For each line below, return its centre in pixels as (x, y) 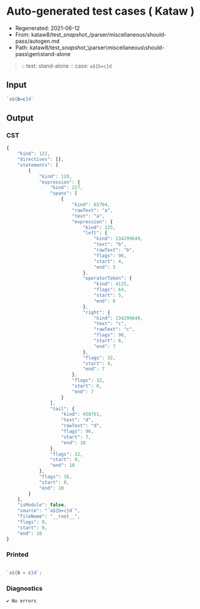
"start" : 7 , (76, 437)
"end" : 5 (105, 267)
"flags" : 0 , (32, 522)
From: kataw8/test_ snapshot (51, 34)
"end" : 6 (105, 301)
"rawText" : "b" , (114, 250)
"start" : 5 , (109, 296)
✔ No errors (21, 601)
